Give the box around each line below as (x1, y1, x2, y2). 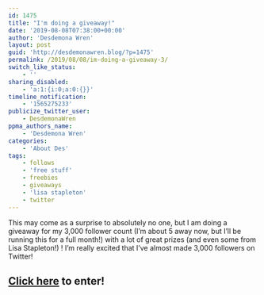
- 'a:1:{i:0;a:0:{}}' (22, 85, 94, 94)
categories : (8, 136, 48, 145)
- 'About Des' (22, 144, 69, 152)
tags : (8, 151, 26, 159)
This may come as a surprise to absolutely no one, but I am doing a (8, 217, 228, 227)
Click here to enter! (8, 274, 105, 288)
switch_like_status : (8, 63, 77, 71)
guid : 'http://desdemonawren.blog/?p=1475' (8, 48, 155, 56)
